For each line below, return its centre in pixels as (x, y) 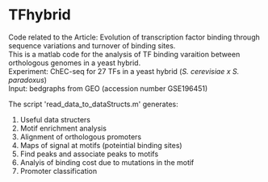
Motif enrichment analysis (63, 128)
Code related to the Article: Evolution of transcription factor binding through (134, 37)
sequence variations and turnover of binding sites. (92, 45)
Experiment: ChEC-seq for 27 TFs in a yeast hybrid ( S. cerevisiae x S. (124, 71)
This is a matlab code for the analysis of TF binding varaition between (124, 54)
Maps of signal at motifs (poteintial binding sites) (101, 145)
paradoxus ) (27, 80)
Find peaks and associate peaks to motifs (89, 154)
